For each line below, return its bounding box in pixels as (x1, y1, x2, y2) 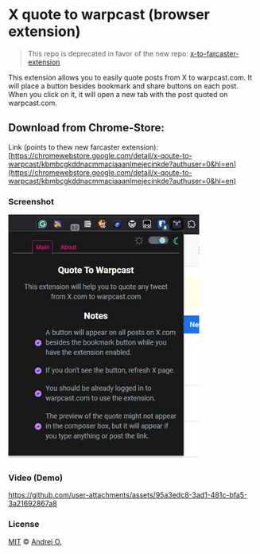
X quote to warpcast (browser (8, 6, 211, 24)
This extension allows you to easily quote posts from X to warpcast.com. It (8, 72, 253, 82)
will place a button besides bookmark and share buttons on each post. (8, 81, 239, 91)
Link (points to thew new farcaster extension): (8, 142, 159, 152)
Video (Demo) (8, 472, 64, 483)
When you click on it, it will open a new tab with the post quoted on (8, 89, 228, 99)
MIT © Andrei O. (8, 536, 62, 546)
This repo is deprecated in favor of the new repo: (27, 49, 188, 58)
